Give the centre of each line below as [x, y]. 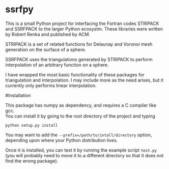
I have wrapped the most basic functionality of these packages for [75, 74]
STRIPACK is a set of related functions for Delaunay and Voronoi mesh [79, 44]
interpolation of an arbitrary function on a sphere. [57, 65]
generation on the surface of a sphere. [46, 49]
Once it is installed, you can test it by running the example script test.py [81, 150]
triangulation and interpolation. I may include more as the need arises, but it [84, 80]
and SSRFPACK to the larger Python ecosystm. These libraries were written [84, 29]
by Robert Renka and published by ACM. [48, 34]
